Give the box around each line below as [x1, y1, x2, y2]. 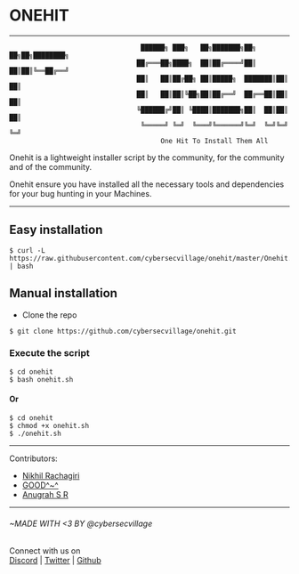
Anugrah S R [21, 489, 69, 500]
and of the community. [9, 161, 93, 172]
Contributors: [9, 453, 58, 464]
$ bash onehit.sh [9, 375, 74, 384]
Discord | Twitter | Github [9, 555, 101, 566]
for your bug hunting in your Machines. [9, 188, 152, 198]
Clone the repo [21, 309, 77, 320]
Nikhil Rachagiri [21, 471, 80, 481]
